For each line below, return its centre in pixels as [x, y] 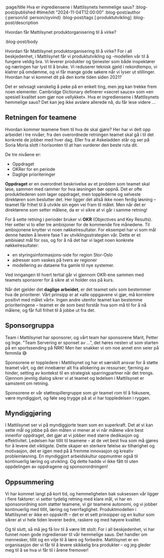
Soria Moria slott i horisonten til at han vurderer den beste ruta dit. [72, 145]
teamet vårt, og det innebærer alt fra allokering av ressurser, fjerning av [77, 368]
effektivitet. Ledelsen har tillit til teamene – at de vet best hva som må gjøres [82, 441]
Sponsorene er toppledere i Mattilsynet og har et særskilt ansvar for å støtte [82, 362]
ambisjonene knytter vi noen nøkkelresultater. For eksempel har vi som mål [81, 230]
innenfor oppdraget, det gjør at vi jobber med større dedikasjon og [72, 436]
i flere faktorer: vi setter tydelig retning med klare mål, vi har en [69, 499]
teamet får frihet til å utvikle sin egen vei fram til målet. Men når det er [75, 205]
